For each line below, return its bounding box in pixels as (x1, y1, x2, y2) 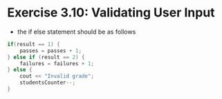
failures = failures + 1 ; (19, 60, 95, 67)
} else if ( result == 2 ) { (7, 54, 85, 60)
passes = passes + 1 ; (19, 47, 82, 54)
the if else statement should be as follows (17, 27, 136, 36)
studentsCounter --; (19, 79, 76, 87)
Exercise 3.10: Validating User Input (7, 5, 216, 21)
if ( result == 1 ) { (7, 41, 60, 47)
